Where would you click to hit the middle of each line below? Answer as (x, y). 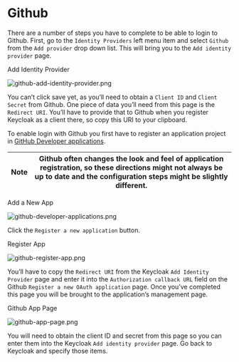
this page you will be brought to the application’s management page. (108, 294)
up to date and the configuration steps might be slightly (131, 176)
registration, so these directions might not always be (132, 167)
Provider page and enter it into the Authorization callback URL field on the (118, 279)
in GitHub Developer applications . (57, 141)
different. (131, 185)
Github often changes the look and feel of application (131, 158)
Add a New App (31, 202)
